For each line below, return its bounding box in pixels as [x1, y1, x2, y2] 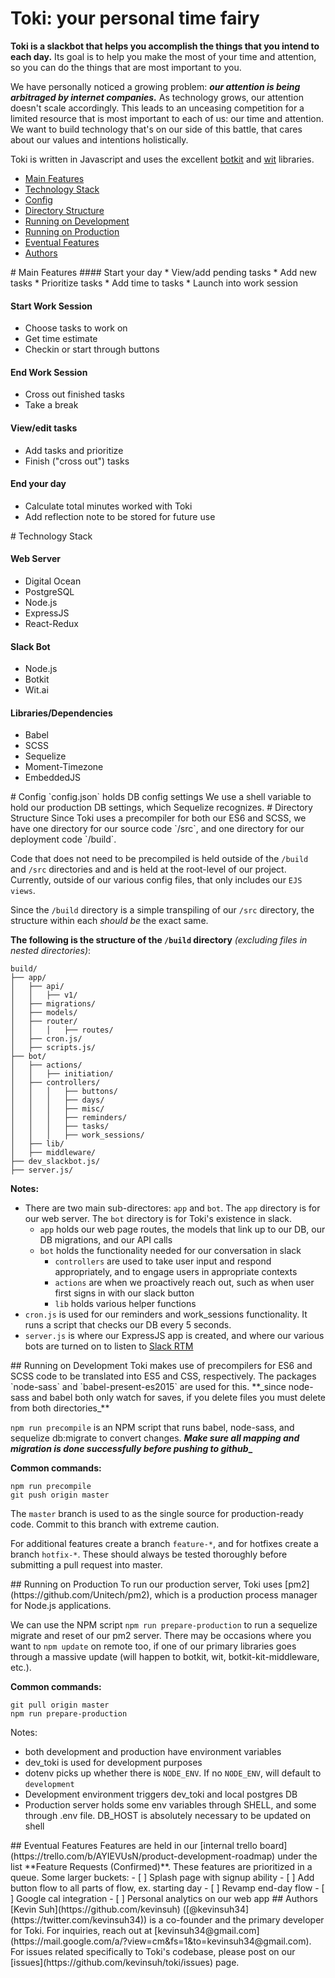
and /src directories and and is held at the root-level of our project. [10, 863, 287, 876]
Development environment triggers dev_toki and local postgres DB [24, 1788, 298, 1801]
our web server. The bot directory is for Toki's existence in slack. [24, 1213, 293, 1225]
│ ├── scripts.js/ [10, 1043, 97, 1053]
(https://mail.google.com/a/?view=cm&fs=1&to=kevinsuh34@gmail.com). [10, 1935, 312, 1947]
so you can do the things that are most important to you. [10, 61, 242, 73]
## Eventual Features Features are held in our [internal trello [10, 1840, 258, 1852]
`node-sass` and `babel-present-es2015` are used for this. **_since [10, 1381, 287, 1393]
